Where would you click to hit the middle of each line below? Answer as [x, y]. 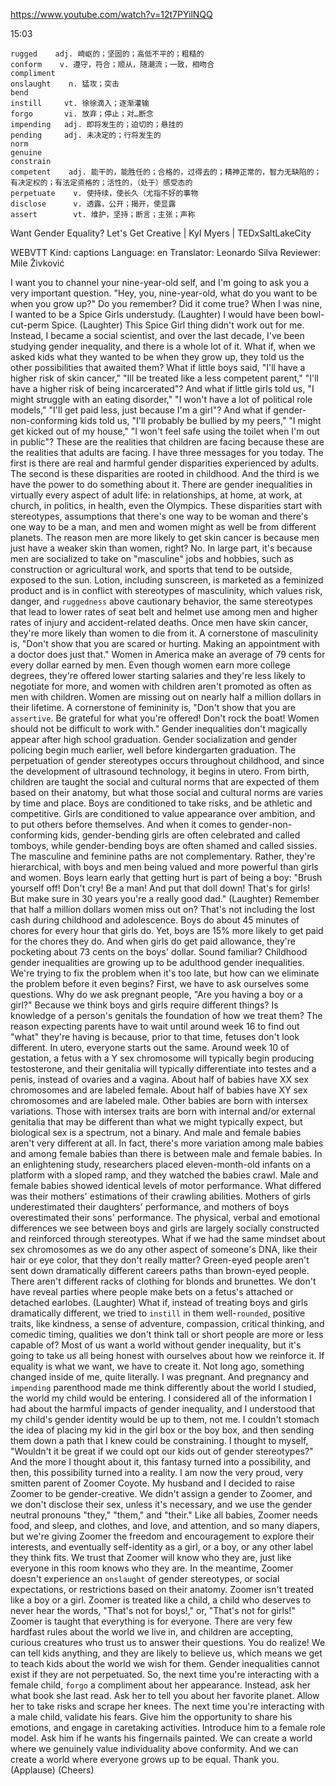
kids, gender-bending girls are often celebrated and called [180, 835]
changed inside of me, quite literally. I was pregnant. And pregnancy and [160, 1377]
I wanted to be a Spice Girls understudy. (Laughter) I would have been [154, 314]
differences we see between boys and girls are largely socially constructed [165, 1228]
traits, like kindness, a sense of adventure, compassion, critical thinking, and [167, 1323]
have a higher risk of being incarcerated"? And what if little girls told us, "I [162, 388]
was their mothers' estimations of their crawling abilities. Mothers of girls [161, 1196]
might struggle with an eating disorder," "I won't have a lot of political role [161, 399]
